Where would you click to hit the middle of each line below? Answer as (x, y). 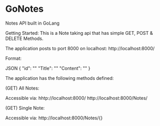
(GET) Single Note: (25, 108)
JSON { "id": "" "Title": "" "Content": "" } (48, 68)
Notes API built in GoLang (33, 23)
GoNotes (25, 9)
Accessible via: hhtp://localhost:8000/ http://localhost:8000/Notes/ (76, 98)
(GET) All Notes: (22, 88)
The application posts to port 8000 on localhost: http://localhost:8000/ (80, 48)
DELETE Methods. (24, 38)
